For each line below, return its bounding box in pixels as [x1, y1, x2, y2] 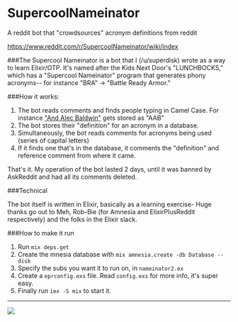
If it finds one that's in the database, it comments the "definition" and [17, 143, 220, 152]
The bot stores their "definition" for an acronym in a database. [17, 121, 199, 129]
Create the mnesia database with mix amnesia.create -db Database [17, 250, 215, 258]
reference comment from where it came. [17, 151, 136, 160]
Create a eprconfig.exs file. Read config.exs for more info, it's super [17, 271, 218, 279]
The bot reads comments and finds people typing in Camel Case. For [17, 106, 220, 114]
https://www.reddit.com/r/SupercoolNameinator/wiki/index [7, 42, 178, 50]
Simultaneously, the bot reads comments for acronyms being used [17, 128, 212, 137]
